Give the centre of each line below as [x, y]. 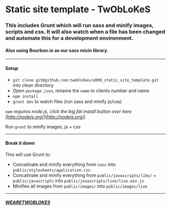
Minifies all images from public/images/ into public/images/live [80, 186]
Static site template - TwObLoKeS [78, 9]
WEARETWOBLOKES [28, 202]
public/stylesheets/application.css [51, 170]
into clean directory [33, 85]
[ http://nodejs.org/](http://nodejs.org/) [45, 116]
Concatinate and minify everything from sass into [64, 164]
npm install [25, 96]
